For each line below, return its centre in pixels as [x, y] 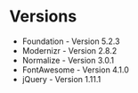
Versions [43, 17]
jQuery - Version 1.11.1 [61, 79]
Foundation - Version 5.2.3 [71, 41]
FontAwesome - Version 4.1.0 [75, 70]
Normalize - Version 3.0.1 [68, 60]
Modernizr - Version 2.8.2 [69, 50]
